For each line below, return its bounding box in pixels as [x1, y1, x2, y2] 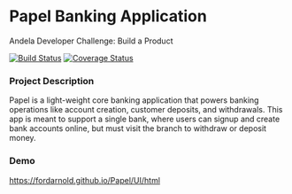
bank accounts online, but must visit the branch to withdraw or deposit [9, 123, 267, 134]
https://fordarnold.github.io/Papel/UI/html [9, 175, 161, 185]
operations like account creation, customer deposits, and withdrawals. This [9, 105, 283, 115]
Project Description [9, 74, 95, 87]
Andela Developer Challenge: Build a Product [9, 35, 173, 46]
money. [9, 133, 37, 144]
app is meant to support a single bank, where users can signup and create [9, 113, 280, 125]
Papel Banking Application [9, 6, 208, 27]
